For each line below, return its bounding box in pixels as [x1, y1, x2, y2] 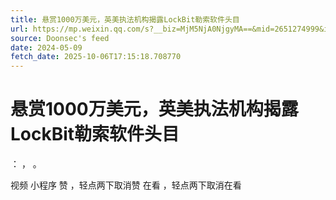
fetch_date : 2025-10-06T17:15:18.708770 [10, 52, 182, 62]
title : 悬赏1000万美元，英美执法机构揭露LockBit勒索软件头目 [10, 14, 240, 25]
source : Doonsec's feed [10, 33, 110, 43]
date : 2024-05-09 [10, 42, 83, 53]
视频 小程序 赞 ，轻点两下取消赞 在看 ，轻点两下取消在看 [10, 179, 242, 191]
